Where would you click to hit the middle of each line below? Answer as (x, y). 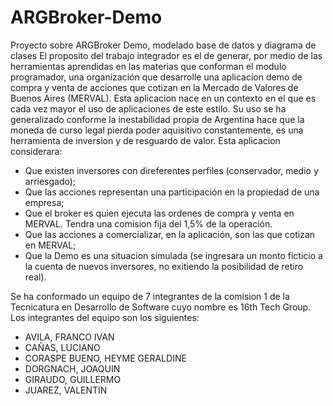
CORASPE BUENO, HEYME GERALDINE (105, 358)
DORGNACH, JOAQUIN (72, 368)
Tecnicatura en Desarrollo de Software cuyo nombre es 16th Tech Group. (161, 307)
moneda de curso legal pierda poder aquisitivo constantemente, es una (157, 130)
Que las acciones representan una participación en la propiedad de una (172, 192)
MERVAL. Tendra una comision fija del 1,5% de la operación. (148, 223)
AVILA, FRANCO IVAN (69, 337)
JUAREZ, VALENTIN (66, 390)
